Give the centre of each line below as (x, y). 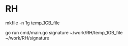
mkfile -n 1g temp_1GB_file (33, 23)
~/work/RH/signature (27, 38)
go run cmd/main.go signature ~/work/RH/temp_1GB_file (64, 32)
